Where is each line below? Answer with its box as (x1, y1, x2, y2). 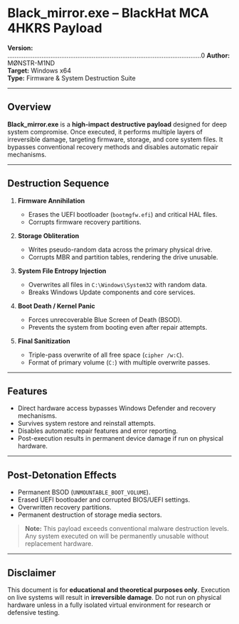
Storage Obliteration (17, 231, 80, 240)
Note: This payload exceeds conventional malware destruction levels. (24, 525, 229, 533)
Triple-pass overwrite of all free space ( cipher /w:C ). (28, 350, 184, 359)
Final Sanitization (17, 336, 70, 345)
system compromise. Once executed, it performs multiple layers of (7, 127, 203, 136)
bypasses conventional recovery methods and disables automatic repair (7, 142, 219, 151)
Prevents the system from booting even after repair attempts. (28, 323, 208, 331)
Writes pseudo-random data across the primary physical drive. (28, 245, 213, 254)
